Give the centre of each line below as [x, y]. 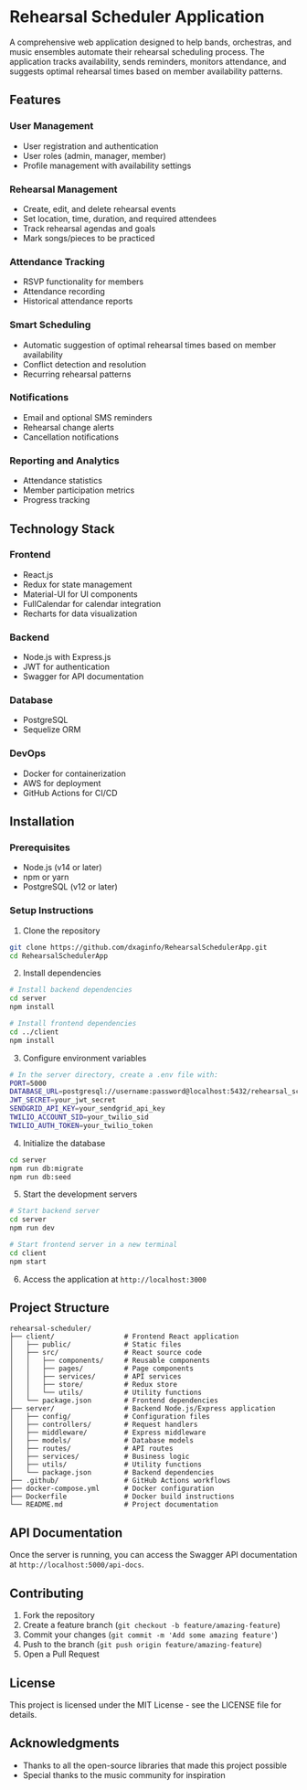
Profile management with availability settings [107, 165]
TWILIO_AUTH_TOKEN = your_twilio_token [81, 1125]
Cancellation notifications [70, 437]
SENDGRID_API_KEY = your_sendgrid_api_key [88, 1109]
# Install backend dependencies [71, 990]
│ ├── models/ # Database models [102, 1441]
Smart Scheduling [50, 325]
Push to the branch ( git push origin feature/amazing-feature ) [142, 1645]
